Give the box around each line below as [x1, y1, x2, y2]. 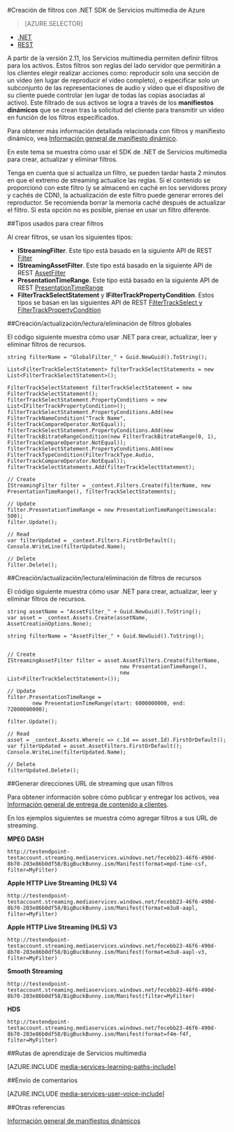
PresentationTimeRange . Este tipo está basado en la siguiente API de [17, 276, 219, 284]
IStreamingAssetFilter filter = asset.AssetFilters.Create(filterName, [7, 657, 220, 664]
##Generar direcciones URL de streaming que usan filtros [7, 779, 173, 788]
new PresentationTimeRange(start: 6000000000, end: [32, 700, 187, 707]
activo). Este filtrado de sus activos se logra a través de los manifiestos [7, 98, 214, 107]
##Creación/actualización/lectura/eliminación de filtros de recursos [7, 574, 202, 582]
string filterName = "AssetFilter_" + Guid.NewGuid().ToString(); [7, 633, 205, 640]
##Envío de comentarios [7, 1076, 78, 1085]
